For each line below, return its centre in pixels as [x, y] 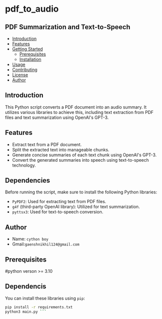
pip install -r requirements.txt [39, 307]
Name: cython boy [30, 239]
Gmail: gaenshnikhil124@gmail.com [46, 244]
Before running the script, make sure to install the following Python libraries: [81, 192]
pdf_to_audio [32, 9]
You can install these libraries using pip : [45, 298]
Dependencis [26, 287]
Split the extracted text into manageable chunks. [61, 150]
